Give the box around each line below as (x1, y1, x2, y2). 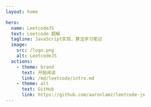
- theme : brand (16, 64, 55, 70)
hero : (5, 19, 19, 26)
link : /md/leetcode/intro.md (21, 75, 95, 81)
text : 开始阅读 (21, 69, 56, 75)
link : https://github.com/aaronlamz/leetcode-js (21, 92, 146, 98)
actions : (11, 58, 33, 65)
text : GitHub (21, 86, 55, 93)
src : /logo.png (16, 47, 55, 54)
